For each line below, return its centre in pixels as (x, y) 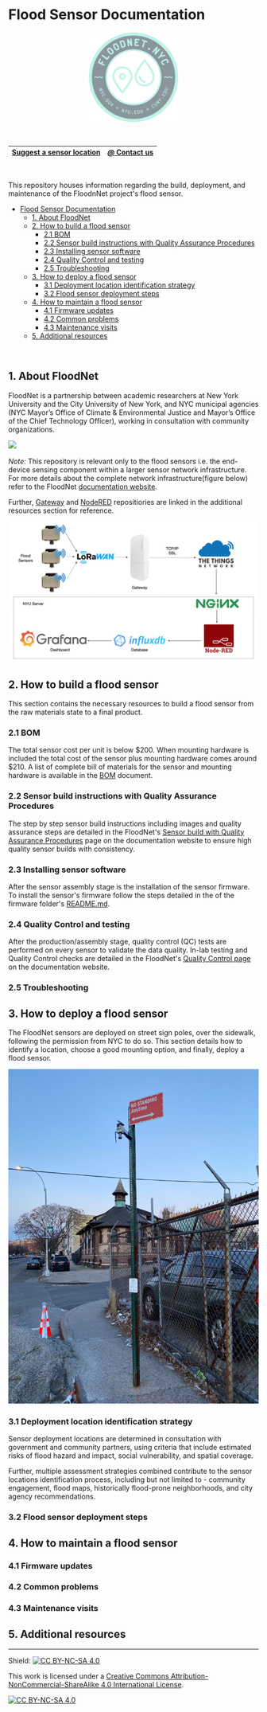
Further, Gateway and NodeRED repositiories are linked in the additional (125, 502)
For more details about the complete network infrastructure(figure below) (128, 478)
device (19, 469)
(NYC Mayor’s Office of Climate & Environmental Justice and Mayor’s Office (132, 412)
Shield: (19, 1661)
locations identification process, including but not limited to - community (127, 1479)
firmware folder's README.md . (59, 903)
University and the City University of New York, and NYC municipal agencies (133, 404)
